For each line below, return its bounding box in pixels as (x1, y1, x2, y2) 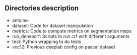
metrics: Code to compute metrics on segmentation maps (12, 27, 132, 34)
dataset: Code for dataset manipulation (12, 22, 94, 28)
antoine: (12, 17, 29, 23)
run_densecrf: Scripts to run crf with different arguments (12, 33, 129, 39)
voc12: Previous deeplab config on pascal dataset (12, 43, 115, 49)
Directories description (5, 4, 79, 12)
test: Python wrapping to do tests (12, 38, 82, 44)
